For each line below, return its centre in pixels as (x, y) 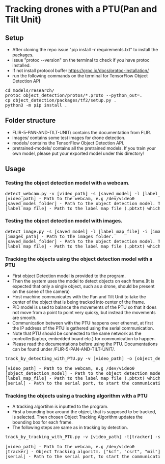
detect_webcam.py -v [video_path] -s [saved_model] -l (72, 194)
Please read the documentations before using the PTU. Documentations (85, 344)
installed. (21, 65)
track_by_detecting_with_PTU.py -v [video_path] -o (69, 359)
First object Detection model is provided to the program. (69, 276)
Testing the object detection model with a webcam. (68, 183)
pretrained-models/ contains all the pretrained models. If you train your (84, 148)
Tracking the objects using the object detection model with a (79, 259)
